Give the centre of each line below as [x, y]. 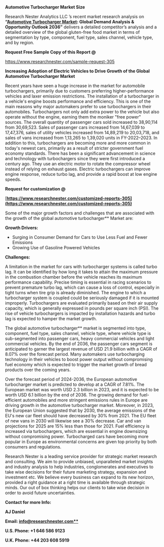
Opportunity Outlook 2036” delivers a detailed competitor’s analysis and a [81, 27]
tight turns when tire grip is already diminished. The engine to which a [75, 293]
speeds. [13, 179]
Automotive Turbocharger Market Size [45, 7]
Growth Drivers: [22, 228]
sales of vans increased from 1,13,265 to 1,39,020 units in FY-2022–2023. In [81, 138]
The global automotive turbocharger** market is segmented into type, [75, 328]
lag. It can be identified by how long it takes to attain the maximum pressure [82, 272]
